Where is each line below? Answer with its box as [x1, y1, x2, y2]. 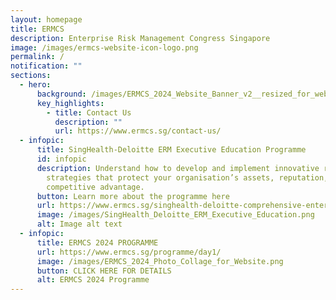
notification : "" [10, 61, 83, 71]
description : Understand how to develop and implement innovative [36, 163, 320, 173]
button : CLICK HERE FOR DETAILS [36, 266, 172, 276]
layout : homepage [10, 14, 83, 25]
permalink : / [10, 52, 65, 62]
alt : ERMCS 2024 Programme [36, 275, 150, 285]
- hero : [19, 80, 52, 90]
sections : [10, 71, 52, 81]
